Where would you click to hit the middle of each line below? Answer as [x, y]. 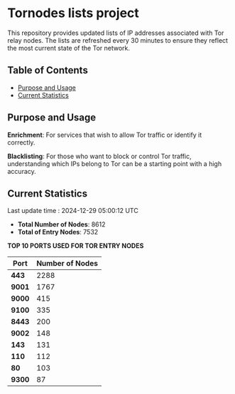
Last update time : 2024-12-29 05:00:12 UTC [73, 211]
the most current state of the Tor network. [69, 48]
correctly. [21, 142]
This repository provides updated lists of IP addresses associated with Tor [116, 33]
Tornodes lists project [73, 13]
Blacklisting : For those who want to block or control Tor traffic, [99, 156]
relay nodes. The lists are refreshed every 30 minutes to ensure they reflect [118, 40]
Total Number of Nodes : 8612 [61, 224]
